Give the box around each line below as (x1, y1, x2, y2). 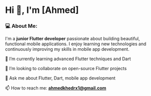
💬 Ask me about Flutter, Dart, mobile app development (5, 75, 116, 81)
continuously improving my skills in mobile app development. (5, 46, 130, 52)
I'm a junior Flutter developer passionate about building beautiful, (5, 36, 140, 42)
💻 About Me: (5, 22, 38, 29)
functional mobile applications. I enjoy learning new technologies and (5, 41, 147, 47)
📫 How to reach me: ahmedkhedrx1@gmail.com (5, 85, 106, 91)
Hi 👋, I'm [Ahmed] (5, 4, 79, 16)
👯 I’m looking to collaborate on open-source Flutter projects (5, 66, 127, 72)
